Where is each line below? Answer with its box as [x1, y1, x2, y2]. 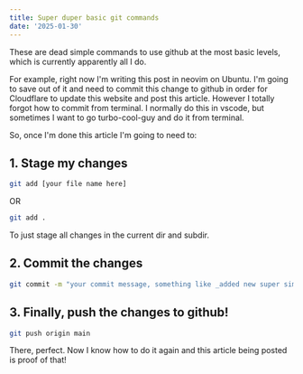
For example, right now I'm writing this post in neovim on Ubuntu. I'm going [9, 73, 289, 84]
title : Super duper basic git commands [9, 13, 160, 23]
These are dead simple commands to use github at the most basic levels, [9, 46, 281, 57]
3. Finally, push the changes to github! [9, 304, 229, 321]
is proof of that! [9, 354, 68, 366]
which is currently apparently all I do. [9, 56, 147, 67]
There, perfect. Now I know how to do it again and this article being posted [9, 345, 288, 356]
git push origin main [9, 329, 91, 338]
